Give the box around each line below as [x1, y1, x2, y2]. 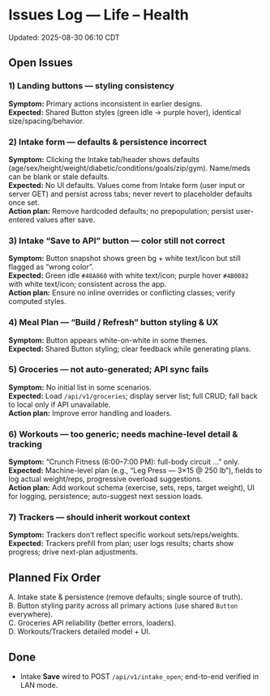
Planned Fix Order [8, 570, 101, 584]
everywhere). [8, 609, 54, 619]
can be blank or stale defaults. [8, 172, 109, 181]
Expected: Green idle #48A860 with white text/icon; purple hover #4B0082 [8, 271, 249, 280]
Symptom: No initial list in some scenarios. [8, 382, 152, 392]
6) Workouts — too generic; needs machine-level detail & [8, 428, 238, 439]
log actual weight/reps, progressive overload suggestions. [8, 474, 203, 484]
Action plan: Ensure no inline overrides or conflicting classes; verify [8, 288, 236, 297]
